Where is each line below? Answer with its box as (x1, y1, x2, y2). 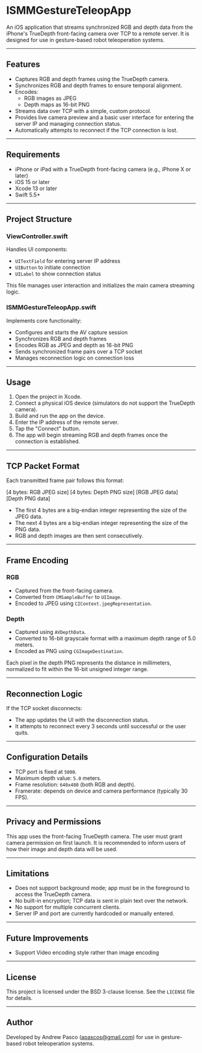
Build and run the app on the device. (14, 413, 105, 420)
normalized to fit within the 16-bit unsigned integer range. (6, 666, 148, 673)
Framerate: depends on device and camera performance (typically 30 (14, 787, 188, 794)
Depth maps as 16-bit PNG (23, 100, 90, 108)
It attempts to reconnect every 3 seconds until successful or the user (14, 722, 186, 729)
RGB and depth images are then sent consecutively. (14, 532, 144, 539)
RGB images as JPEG (23, 94, 77, 102)
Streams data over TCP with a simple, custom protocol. (14, 107, 151, 114)
